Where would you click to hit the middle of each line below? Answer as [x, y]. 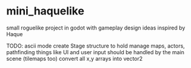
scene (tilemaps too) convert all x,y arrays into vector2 [75, 58]
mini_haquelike [45, 11]
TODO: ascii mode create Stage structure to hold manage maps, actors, [95, 46]
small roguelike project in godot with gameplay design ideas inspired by [96, 28]
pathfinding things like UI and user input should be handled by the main [95, 52]
